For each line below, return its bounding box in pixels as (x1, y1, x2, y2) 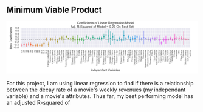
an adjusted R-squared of (6, 99, 71, 106)
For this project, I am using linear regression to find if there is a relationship (6, 79, 194, 87)
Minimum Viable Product (6, 5, 102, 15)
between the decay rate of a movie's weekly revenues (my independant (6, 86, 186, 93)
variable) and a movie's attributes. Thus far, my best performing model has (6, 92, 193, 99)
